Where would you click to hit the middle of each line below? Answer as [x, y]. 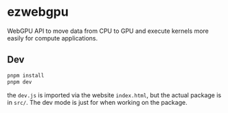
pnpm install [26, 75]
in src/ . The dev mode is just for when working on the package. [97, 102]
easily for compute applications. [53, 38]
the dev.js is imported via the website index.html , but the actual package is [114, 95]
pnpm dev [20, 82]
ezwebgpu [38, 12]
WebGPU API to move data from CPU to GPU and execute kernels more [108, 31]
